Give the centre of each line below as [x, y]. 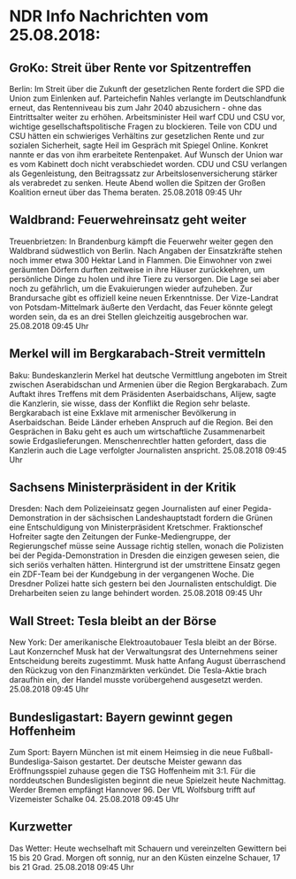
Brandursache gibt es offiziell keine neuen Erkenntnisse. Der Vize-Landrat [144, 297]
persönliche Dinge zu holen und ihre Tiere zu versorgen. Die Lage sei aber [144, 279]
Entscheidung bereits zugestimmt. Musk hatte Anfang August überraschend [148, 661]
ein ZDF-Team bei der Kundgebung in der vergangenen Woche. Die [132, 574]
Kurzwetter [41, 827]
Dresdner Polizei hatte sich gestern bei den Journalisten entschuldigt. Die [143, 584]
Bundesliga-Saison [43, 761]
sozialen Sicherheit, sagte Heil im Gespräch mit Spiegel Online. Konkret [139, 145]
